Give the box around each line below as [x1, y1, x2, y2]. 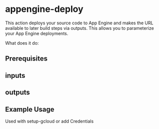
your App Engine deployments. [5, 30, 69, 36]
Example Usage [5, 105, 55, 114]
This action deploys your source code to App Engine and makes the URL [5, 20, 154, 26]
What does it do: [5, 40, 39, 46]
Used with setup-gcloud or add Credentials [5, 118, 94, 124]
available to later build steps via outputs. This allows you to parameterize [5, 25, 154, 31]
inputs [5, 71, 26, 80]
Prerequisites [5, 55, 48, 63]
